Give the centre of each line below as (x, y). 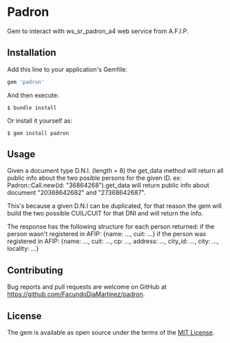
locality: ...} (23, 249)
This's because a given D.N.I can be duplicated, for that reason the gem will (115, 206)
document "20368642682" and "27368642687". (76, 193)
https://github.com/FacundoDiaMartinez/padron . (76, 294)
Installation (32, 53)
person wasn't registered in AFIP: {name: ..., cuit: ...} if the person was (107, 234)
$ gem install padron (38, 133)
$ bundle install (32, 107)
